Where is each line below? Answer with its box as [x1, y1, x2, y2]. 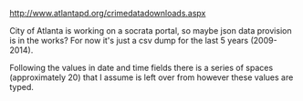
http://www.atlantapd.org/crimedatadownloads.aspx [9, 8, 206, 18]
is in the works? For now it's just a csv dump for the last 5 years [9, 35, 249, 45]
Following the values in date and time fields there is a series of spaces [9, 63, 274, 73]
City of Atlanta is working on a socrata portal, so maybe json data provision [9, 25, 292, 35]
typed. [9, 82, 35, 92]
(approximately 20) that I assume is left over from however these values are [9, 72, 294, 83]
